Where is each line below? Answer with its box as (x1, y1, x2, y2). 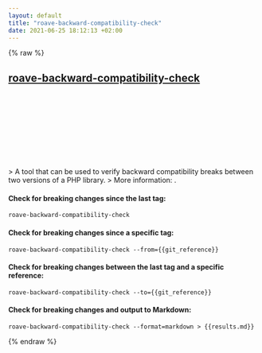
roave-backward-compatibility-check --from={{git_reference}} (8, 246, 219, 254)
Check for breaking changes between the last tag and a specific (8, 262, 225, 272)
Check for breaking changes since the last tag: (8, 193, 166, 203)
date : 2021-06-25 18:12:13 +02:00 (8, 26, 123, 34)
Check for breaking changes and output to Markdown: (8, 305, 192, 315)
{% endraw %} (8, 337, 57, 346)
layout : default (8, 11, 62, 20)
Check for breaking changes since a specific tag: (8, 227, 174, 237)
